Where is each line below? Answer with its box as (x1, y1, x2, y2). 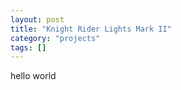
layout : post (10, 14, 65, 25)
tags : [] (10, 42, 47, 53)
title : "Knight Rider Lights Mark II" (10, 24, 172, 34)
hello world (10, 70, 57, 82)
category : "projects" (10, 33, 101, 43)
